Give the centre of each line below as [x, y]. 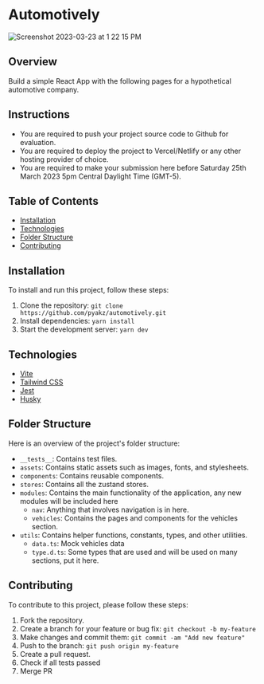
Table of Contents [54, 201]
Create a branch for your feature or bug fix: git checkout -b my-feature [138, 628]
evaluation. [38, 142]
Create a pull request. [55, 654]
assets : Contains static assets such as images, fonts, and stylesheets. [134, 467]
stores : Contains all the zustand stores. [84, 484]
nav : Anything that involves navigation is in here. [110, 509]
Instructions [39, 114]
